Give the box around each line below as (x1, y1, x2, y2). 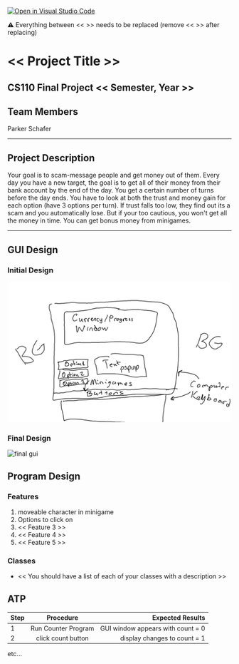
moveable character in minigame (17, 507, 114, 516)
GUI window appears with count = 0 (100, 624, 206, 633)
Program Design (7, 470, 80, 482)
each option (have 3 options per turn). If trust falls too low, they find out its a (7, 201, 230, 210)
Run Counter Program (31, 624, 95, 633)
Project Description (7, 152, 95, 164)
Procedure (46, 613, 78, 622)
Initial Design (7, 265, 54, 275)
